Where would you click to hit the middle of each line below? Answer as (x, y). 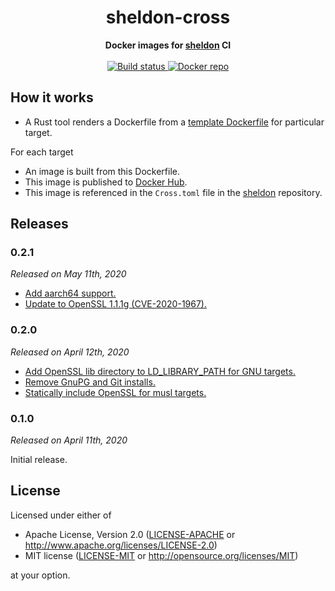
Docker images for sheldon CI (168, 45)
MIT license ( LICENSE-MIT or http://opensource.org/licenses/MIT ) (161, 555)
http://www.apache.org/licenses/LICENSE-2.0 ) (121, 545)
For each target (42, 152)
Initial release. (39, 460)
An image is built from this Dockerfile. (102, 171)
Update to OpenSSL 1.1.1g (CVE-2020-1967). (115, 304)
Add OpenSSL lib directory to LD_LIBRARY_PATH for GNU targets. (160, 371)
